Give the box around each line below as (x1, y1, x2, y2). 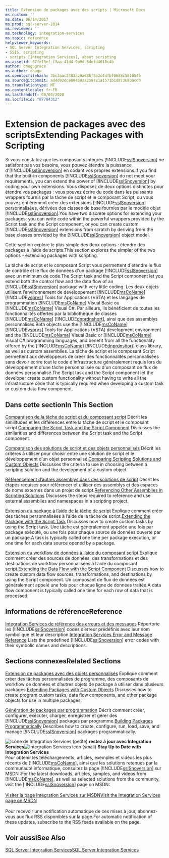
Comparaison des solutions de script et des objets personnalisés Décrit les (5, 445, 161, 451)
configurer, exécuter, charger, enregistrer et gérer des (5, 712, 118, 718)
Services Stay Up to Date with (5, 744, 141, 750)
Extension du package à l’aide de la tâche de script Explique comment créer (5, 508, 163, 514)
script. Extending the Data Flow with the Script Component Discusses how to (5, 566, 164, 572)
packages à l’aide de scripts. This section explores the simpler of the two (5, 247, 155, 253)
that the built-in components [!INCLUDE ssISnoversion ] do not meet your (5, 173, 155, 179)
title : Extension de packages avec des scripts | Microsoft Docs (5, 7, 145, 13)
